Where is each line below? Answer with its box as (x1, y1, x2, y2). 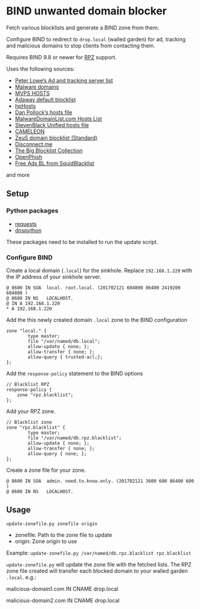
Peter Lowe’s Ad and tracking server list (14, 77, 113, 84)
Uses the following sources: (6, 65, 75, 73)
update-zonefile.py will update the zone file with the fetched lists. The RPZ (6, 560, 192, 568)
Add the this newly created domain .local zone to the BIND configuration (6, 316, 187, 323)
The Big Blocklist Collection (14, 147, 83, 154)
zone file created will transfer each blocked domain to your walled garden (6, 567, 188, 574)
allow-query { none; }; (28, 451, 87, 457)
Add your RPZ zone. (6, 408, 56, 415)
